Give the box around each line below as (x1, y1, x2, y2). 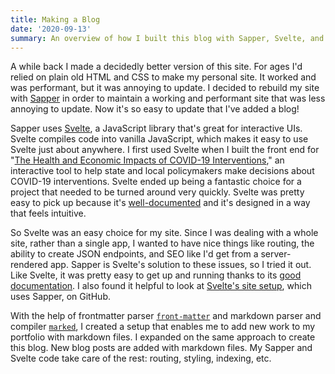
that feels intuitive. (10, 207, 87, 220)
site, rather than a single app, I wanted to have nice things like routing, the (10, 237, 315, 250)
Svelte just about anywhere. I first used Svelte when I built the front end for (10, 144, 320, 156)
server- (260, 248, 292, 260)
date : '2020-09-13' (10, 24, 92, 34)
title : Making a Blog (10, 14, 101, 25)
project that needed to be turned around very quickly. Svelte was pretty (10, 186, 305, 198)
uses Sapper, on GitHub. (10, 291, 111, 303)
